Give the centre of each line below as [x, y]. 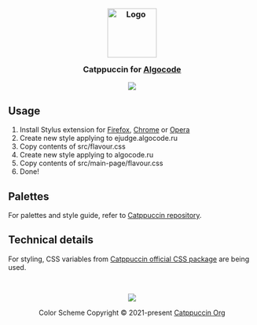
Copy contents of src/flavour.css [72, 146]
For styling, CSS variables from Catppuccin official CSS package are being [129, 259]
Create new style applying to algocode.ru [86, 155]
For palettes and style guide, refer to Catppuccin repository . [105, 215]
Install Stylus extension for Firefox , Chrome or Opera [105, 130]
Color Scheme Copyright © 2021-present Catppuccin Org [132, 312]
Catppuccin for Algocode [132, 69]
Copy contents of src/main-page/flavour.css [91, 163]
